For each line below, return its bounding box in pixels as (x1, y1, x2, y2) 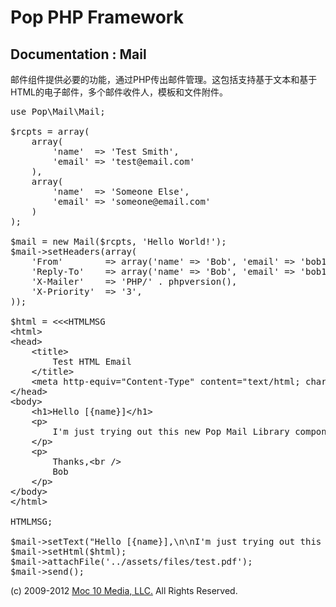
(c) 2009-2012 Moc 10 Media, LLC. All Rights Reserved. (10, 585, 238, 596)
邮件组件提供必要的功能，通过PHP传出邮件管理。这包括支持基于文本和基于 (10, 74, 318, 85)
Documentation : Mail (10, 46, 147, 63)
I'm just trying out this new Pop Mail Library (52, 426, 290, 437)
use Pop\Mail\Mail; (10, 106, 106, 117)
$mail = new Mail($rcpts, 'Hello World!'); (10, 236, 227, 247)
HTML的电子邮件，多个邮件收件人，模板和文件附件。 (10, 86, 229, 98)
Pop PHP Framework (10, 6, 184, 29)
